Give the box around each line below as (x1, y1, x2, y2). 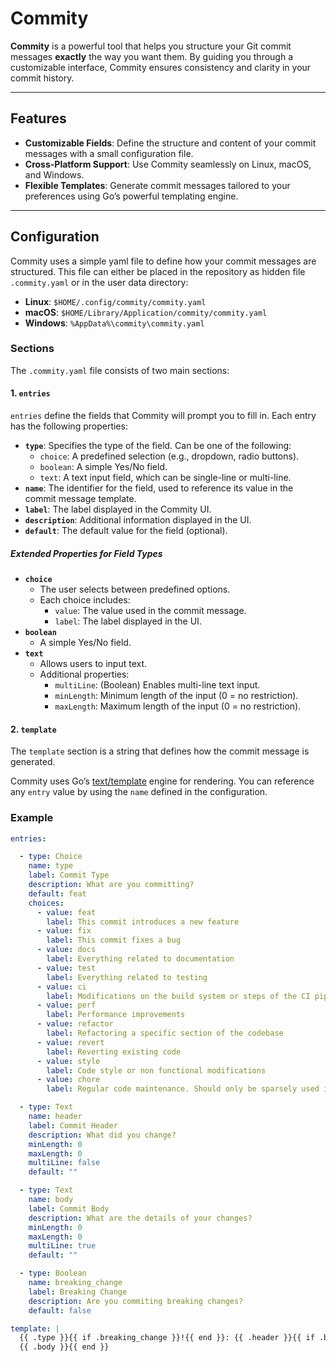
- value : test (36, 963, 97, 973)
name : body (28, 1195, 74, 1205)
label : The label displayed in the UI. (54, 615, 202, 627)
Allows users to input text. (39, 658, 148, 670)
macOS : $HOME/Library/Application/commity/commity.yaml (24, 306, 268, 318)
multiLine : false (28, 1158, 101, 1168)
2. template (10, 723, 57, 735)
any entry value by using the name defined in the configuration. (10, 786, 268, 798)
